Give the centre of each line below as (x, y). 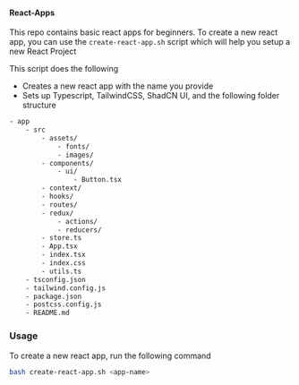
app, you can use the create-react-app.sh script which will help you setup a (150, 42)
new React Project (43, 51)
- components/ (68, 163)
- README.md (47, 313)
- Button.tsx (98, 180)
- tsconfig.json (56, 279)
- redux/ (58, 213)
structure (39, 105)
